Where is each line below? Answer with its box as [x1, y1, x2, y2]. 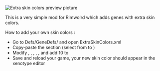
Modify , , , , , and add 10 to [12, 50, 69, 55]
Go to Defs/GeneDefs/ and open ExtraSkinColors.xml [12, 39, 122, 45]
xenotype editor [12, 60, 45, 66]
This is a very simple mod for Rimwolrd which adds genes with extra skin [5, 14, 155, 20]
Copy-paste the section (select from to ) [12, 44, 95, 50]
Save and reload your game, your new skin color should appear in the [12, 55, 156, 61]
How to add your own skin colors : [5, 29, 76, 35]
